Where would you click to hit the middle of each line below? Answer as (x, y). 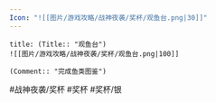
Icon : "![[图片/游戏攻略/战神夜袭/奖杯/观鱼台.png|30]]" (108, 18)
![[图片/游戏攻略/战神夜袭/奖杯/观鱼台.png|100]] (94, 54)
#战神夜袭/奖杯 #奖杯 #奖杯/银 (66, 89)
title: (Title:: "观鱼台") (58, 44)
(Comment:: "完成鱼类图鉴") (58, 71)
